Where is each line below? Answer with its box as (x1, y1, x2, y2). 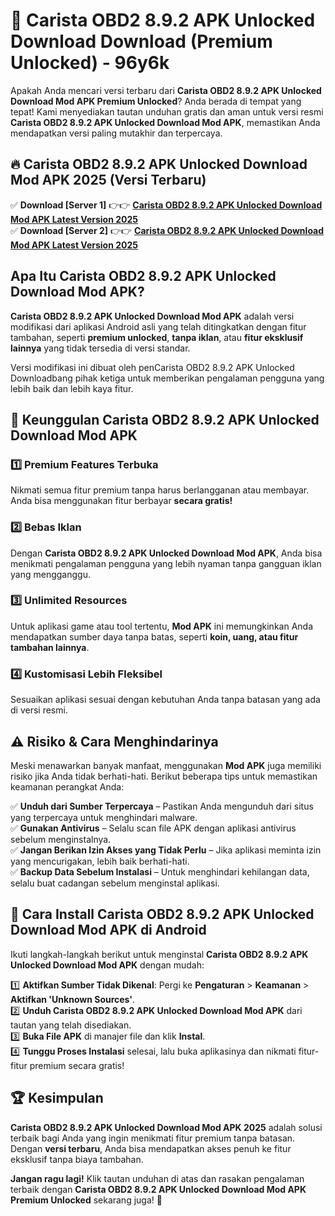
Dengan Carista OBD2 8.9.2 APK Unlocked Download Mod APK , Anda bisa (10, 547, 323, 559)
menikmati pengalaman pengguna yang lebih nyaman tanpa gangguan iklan (10, 557, 322, 569)
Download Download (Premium (10, 30, 273, 53)
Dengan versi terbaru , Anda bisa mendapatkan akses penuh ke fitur (10, 1142, 292, 1154)
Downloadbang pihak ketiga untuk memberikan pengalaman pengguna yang (10, 372, 325, 384)
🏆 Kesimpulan (10, 1090, 104, 1107)
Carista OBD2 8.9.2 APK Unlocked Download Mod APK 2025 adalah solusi (10, 1121, 323, 1133)
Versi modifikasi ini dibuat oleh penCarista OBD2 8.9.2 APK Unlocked (10, 361, 295, 373)
